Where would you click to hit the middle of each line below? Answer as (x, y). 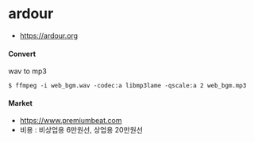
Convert (22, 54)
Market (21, 103)
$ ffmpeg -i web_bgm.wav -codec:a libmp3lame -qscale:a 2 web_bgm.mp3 (127, 86)
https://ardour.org (48, 35)
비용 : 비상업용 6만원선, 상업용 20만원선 (81, 130)
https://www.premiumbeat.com (71, 121)
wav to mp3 (28, 71)
